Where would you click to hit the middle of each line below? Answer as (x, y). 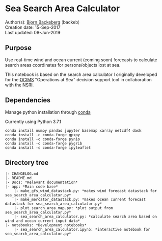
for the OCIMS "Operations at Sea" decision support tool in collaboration (79, 79)
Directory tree (27, 162)
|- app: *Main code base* (31, 187)
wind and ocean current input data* (42, 221)
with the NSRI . (19, 85)
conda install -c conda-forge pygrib (44, 143)
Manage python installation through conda (48, 112)
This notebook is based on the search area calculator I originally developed (81, 74)
